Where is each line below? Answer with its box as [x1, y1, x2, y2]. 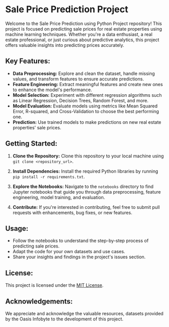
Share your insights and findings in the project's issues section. [12, 254, 146, 260]
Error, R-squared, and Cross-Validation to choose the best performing [12, 108, 159, 114]
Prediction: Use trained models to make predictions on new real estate [12, 119, 161, 125]
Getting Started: [5, 139, 58, 148]
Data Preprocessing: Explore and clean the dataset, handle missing [12, 70, 155, 76]
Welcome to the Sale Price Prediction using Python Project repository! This [5, 20, 162, 26]
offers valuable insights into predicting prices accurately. [5, 42, 125, 48]
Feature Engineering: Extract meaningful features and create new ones [12, 81, 163, 87]
